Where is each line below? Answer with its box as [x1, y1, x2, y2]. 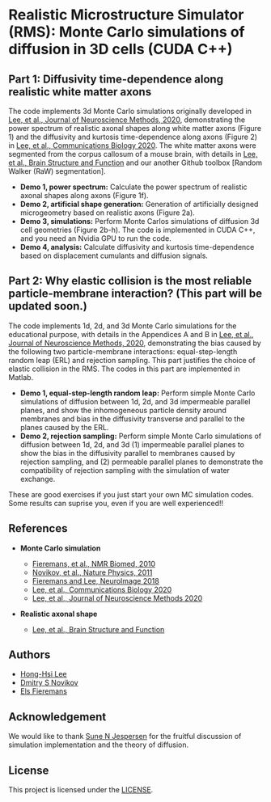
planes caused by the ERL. [19, 422, 109, 432]
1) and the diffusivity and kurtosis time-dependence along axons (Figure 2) [8, 132, 257, 141]
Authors [8, 648, 51, 662]
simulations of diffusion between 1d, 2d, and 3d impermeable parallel [19, 396, 251, 406]
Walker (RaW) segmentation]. [8, 167, 107, 175]
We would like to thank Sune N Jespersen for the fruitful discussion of [8, 732, 242, 741]
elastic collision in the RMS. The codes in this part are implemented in [8, 364, 240, 374]
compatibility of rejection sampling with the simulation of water [19, 465, 231, 475]
